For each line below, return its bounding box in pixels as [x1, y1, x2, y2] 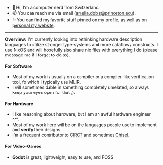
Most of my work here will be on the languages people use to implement [12, 122, 157, 128]
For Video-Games [5, 144, 42, 149]
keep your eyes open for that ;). [12, 90, 75, 95]
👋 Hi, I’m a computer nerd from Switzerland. [12, 5, 100, 10]
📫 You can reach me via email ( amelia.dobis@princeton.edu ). [12, 10, 136, 16]
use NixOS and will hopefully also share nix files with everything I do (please [5, 47, 158, 53]
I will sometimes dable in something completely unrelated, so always [12, 84, 149, 90]
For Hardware [5, 100, 33, 107]
